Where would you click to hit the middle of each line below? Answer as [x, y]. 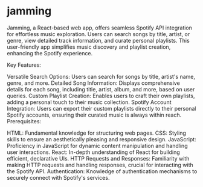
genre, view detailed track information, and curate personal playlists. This [98, 40]
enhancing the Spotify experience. [50, 53]
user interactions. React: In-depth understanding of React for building [93, 152]
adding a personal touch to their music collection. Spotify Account [89, 102]
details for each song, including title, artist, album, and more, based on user [101, 89]
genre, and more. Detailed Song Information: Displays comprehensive [93, 83]
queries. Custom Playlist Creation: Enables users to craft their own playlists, [101, 96]
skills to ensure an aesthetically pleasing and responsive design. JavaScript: [101, 139]
